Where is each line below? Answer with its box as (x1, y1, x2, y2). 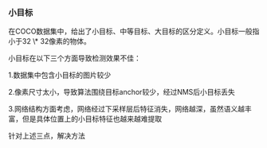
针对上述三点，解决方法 (8, 131, 85, 141)
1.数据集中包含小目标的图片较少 (8, 70, 112, 80)
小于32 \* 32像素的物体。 (8, 37, 92, 46)
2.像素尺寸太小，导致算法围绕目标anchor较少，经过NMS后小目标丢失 (8, 88, 235, 97)
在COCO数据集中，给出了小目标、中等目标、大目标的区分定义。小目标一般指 (8, 26, 260, 37)
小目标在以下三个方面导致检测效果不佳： (8, 53, 141, 63)
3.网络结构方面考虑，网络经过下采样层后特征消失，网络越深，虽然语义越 (8, 104, 245, 114)
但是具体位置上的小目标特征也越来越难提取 (22, 114, 162, 124)
